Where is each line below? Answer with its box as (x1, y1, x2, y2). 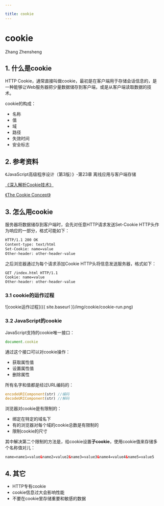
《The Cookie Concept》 (5, 192, 51, 198)
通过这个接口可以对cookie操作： (5, 349, 70, 355)
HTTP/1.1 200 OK (5, 238, 38, 242)
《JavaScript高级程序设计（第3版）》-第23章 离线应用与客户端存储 (5, 171, 136, 177)
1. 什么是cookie (5, 64, 52, 72)
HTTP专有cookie (12, 483, 47, 489)
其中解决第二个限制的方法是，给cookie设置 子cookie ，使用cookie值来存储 (5, 439, 153, 445)
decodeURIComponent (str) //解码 (5, 396, 70, 401)
